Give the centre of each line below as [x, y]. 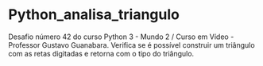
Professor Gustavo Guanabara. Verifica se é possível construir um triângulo [132, 45]
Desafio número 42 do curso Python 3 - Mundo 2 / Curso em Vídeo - [121, 37]
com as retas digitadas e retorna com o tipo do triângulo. [101, 53]
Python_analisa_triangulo [94, 15]
